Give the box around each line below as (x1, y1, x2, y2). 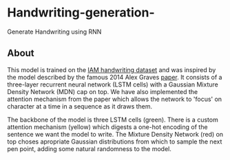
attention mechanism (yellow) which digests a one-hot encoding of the (7, 122, 208, 131)
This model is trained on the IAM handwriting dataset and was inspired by (7, 65, 216, 73)
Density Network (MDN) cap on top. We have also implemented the (7, 87, 198, 95)
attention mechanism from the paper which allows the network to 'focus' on (7, 95, 222, 103)
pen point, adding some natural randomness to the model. (7, 144, 172, 152)
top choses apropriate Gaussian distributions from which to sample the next (7, 137, 222, 146)
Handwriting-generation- (7, 5, 155, 21)
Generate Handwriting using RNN (7, 27, 102, 36)
